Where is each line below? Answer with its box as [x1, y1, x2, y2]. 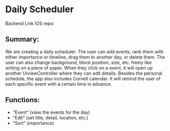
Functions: [5, 95, 40, 105]
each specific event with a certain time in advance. [5, 81, 112, 87]
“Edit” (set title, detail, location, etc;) [12, 114, 89, 120]
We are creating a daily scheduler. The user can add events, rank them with [5, 48, 164, 54]
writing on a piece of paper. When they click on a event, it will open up [5, 64, 153, 71]
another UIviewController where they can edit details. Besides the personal [5, 70, 162, 76]
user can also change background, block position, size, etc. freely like [5, 59, 152, 65]
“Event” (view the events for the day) [12, 109, 90, 115]
